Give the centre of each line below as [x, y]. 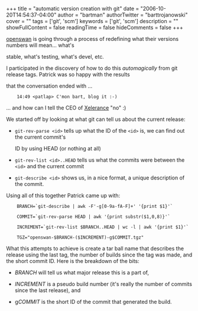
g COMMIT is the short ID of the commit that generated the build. [93, 302]
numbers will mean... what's [40, 45]
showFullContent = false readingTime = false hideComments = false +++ [95, 27]
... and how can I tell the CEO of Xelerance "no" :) [66, 108]
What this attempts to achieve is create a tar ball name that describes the [95, 249]
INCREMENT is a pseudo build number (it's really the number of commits [103, 284]
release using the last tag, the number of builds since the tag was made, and [99, 255]
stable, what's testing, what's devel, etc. [55, 57]
